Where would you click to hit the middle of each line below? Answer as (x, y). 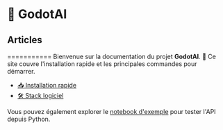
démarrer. (21, 71)
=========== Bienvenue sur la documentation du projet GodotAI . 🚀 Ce (112, 56)
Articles (25, 40)
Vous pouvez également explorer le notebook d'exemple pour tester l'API (112, 112)
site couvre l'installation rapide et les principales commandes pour (102, 64)
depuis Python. (29, 119)
